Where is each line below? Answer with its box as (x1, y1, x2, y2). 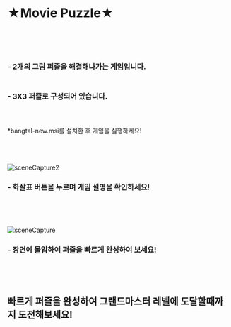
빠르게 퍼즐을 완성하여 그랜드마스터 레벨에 (7, 296, 179, 308)
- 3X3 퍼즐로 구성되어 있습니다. (7, 92, 108, 101)
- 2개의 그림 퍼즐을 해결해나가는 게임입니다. (7, 62, 146, 72)
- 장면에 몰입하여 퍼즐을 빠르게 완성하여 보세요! (7, 245, 157, 255)
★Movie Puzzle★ (7, 5, 114, 21)
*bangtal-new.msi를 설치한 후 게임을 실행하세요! (7, 126, 142, 135)
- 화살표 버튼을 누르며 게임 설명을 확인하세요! (7, 182, 150, 192)
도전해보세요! (18, 309, 73, 321)
